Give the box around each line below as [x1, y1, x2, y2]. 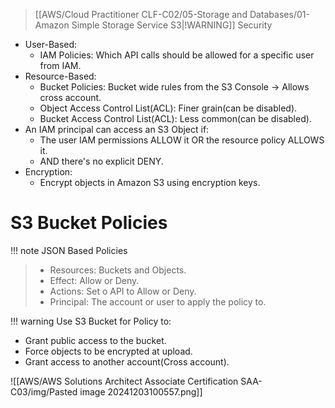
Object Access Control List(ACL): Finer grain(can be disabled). [39, 102, 298, 114]
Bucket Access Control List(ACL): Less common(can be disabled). [39, 113, 312, 124]
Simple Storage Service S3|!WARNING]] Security [71, 19, 273, 31]
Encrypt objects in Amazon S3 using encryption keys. [39, 177, 261, 188]
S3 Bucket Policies [10, 212, 168, 234]
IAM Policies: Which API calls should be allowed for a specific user [39, 49, 315, 61]
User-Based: [24, 39, 78, 50]
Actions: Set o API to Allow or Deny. [49, 285, 197, 297]
